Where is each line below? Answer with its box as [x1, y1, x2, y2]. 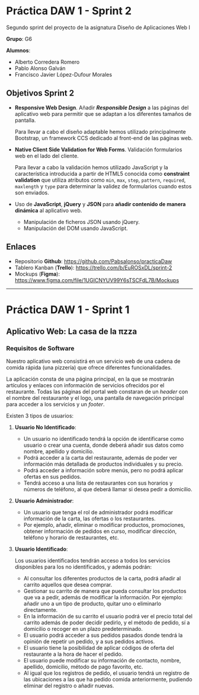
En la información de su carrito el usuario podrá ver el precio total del [23, 613, 192, 620]
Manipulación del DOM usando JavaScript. [23, 225, 129, 232]
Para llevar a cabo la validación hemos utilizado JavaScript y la [14, 163, 169, 170]
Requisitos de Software [6, 345, 75, 353]
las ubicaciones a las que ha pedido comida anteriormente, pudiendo [23, 676, 192, 683]
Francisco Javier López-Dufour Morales [14, 71, 113, 78]
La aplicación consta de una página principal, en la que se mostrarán [6, 375, 175, 383]
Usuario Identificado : [14, 545, 68, 553]
